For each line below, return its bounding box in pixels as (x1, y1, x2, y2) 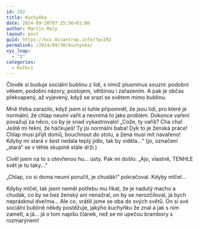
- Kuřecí (11, 64, 34, 71)
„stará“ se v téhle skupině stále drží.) (6, 144, 97, 151)
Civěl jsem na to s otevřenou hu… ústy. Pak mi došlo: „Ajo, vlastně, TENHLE (6, 156, 194, 163)
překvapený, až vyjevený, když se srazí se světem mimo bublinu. (6, 94, 167, 101)
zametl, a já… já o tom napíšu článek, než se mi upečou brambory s (6, 211, 173, 218)
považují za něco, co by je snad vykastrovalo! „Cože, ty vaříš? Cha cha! (6, 118, 183, 126)
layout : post (6, 31, 39, 37)
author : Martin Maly (6, 25, 58, 32)
